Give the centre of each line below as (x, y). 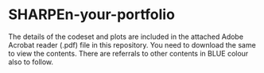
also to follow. (31, 62)
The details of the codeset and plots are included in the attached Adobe (126, 36)
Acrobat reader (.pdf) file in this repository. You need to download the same (132, 44)
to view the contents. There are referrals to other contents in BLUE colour (128, 53)
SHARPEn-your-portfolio (91, 15)
